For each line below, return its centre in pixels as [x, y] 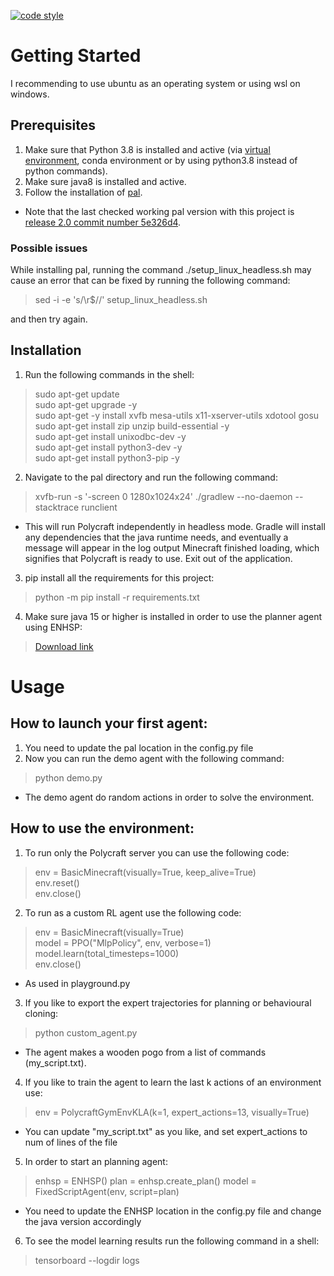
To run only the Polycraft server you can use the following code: [157, 852]
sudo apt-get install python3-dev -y [108, 447]
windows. [30, 94]
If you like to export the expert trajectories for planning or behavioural [168, 1002]
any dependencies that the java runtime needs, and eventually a [156, 537]
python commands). [66, 171]
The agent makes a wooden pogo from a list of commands [145, 1052]
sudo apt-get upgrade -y [86, 404]
